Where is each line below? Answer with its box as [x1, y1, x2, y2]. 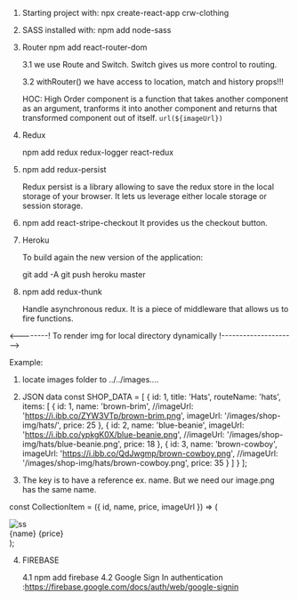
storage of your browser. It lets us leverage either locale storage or [21, 191, 267, 201]
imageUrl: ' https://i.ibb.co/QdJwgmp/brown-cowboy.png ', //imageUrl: [21, 448, 278, 459]
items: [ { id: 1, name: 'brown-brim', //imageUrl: [21, 401, 194, 412]
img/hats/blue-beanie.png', [21, 439, 123, 449]
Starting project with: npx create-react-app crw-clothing [21, 8, 230, 18]
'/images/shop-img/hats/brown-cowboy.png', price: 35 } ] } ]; [21, 458, 247, 468]
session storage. [21, 200, 84, 211]
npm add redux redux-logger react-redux [21, 147, 174, 157]
